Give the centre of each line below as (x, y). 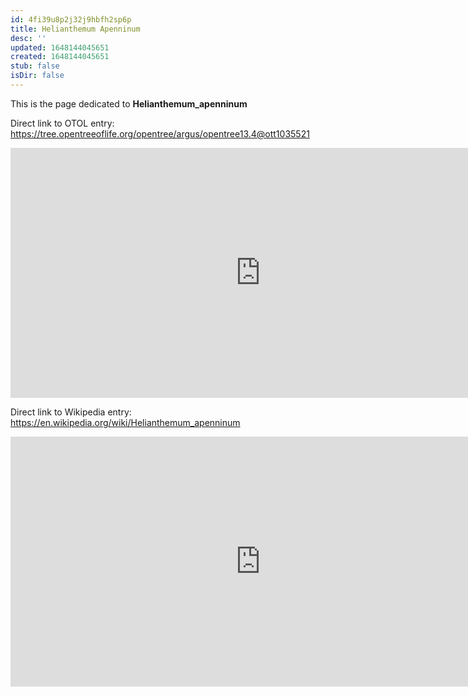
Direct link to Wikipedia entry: (71, 412)
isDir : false (37, 76)
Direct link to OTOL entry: (62, 123)
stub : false (35, 66)
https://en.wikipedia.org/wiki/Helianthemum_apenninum (125, 422)
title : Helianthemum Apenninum (75, 29)
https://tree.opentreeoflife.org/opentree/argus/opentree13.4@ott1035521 (160, 133)
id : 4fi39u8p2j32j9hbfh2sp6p (71, 19)
